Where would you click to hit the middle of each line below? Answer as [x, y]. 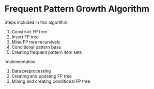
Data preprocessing [31, 71]
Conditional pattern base [36, 47]
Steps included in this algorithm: [37, 22]
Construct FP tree [29, 31]
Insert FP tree [25, 37]
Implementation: [21, 61]
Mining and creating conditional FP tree [51, 81]
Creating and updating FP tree [42, 76]
